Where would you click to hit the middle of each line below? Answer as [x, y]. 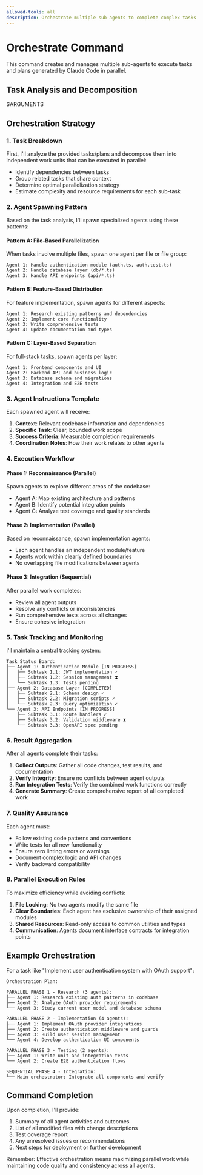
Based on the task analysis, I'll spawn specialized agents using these [92, 220]
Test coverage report [41, 1134]
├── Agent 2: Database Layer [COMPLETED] [59, 688]
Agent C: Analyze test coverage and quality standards [82, 511]
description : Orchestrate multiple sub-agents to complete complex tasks [101, 18]
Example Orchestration [51, 956]
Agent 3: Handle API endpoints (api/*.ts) [61, 276]
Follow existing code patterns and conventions [73, 838]
